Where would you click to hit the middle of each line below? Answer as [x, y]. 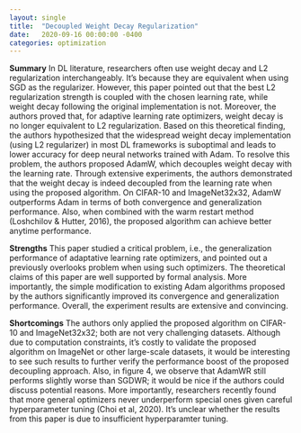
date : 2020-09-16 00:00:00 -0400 [76, 34]
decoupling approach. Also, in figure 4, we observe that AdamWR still [138, 371]
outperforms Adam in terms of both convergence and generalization [136, 203]
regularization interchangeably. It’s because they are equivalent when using [149, 78]
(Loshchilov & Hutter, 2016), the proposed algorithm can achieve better [141, 221]
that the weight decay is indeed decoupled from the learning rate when [141, 183]
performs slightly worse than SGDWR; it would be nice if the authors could [147, 381]
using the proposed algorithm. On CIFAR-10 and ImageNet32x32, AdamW [145, 193]
